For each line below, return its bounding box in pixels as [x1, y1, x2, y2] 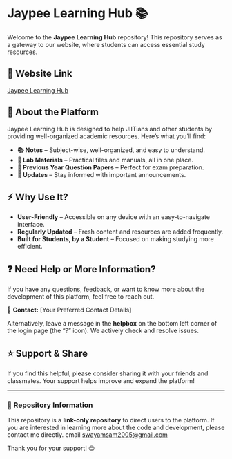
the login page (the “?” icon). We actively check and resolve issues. [7, 326, 199, 335]
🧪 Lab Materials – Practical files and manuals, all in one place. [17, 156, 193, 164]
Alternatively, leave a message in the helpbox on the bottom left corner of [7, 319, 217, 328]
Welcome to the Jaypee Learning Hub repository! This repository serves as [7, 32, 222, 41]
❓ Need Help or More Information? [7, 263, 156, 275]
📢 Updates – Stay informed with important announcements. [17, 170, 186, 178]
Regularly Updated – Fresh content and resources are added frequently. [17, 227, 224, 236]
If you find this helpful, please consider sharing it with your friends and [7, 369, 209, 377]
